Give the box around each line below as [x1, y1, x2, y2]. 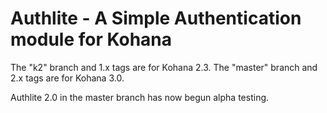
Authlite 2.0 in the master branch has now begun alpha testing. [10, 91, 270, 103]
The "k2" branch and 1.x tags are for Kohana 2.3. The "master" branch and [10, 61, 318, 73]
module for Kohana [10, 28, 173, 51]
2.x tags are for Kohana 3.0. [10, 72, 125, 84]
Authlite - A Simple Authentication [10, 7, 302, 30]
